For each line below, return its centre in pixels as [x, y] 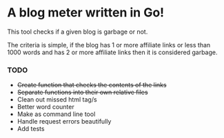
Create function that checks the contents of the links [92, 85]
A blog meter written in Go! [86, 13]
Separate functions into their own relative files [82, 92]
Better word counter [45, 107]
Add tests [31, 129]
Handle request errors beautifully [64, 122]
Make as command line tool [56, 114]
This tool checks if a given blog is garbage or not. [78, 32]
